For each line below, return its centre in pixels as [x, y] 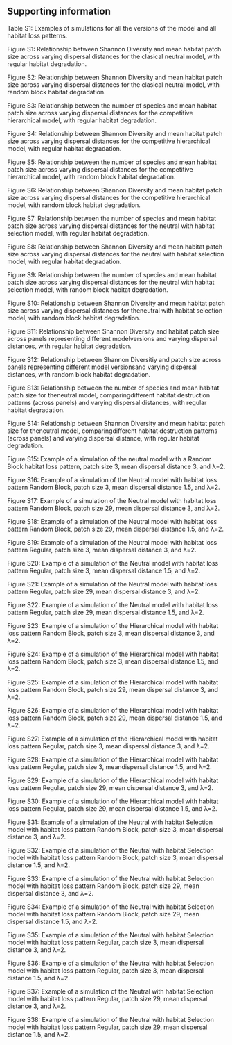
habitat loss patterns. [37, 35]
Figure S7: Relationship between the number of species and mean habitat [112, 218]
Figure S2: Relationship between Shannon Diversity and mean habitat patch [115, 77]
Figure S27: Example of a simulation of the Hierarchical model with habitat [113, 739]
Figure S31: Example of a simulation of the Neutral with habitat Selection [110, 822]
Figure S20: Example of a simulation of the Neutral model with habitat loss [113, 563]
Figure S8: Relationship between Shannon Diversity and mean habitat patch [115, 247]
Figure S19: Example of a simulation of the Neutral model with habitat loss [112, 542]
